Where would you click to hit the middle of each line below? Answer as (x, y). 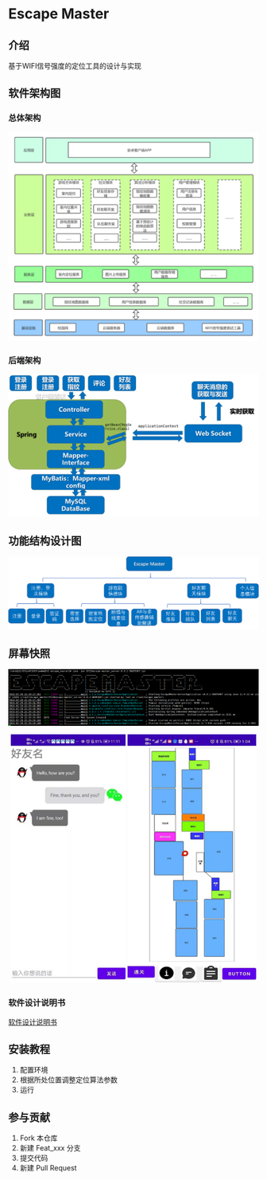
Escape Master (59, 14)
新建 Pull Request (48, 1168)
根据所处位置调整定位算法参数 (68, 1080)
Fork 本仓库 (39, 1138)
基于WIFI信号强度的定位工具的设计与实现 (75, 66)
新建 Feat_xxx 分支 (50, 1148)
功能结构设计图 (45, 541)
